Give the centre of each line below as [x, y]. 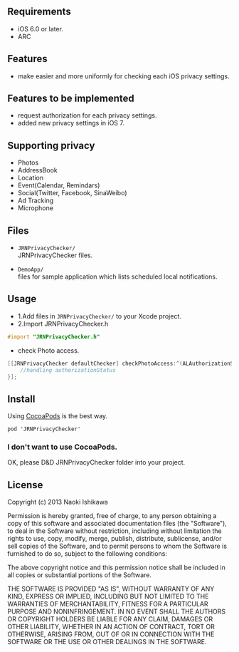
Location [31, 178]
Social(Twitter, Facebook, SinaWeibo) [72, 193]
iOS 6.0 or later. [41, 29]
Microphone [35, 208]
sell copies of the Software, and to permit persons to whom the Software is [117, 546]
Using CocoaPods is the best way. [58, 416]
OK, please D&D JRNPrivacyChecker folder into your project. [96, 462]
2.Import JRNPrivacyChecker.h [63, 324]
